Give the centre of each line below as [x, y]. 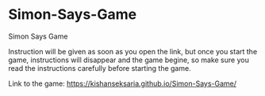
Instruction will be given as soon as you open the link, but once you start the [133, 51]
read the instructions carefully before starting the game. [100, 68]
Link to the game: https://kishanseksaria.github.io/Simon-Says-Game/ [122, 83]
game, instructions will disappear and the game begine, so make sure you [129, 60]
